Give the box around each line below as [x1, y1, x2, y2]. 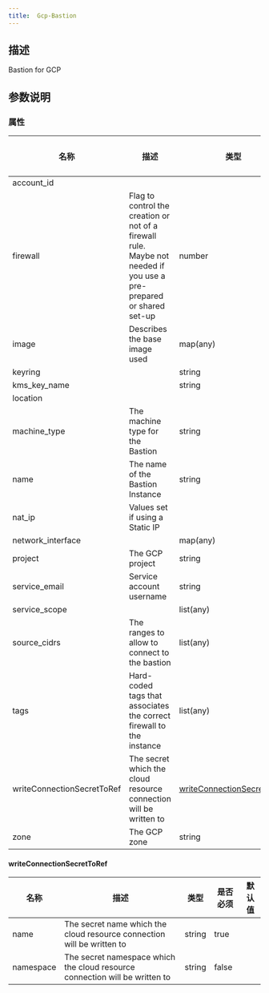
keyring [12, 366, 41, 377]
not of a [128, 220, 159, 232]
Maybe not [128, 250, 170, 261]
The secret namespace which [63, 951, 176, 963]
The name [128, 458, 167, 470]
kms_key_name [12, 380, 70, 391]
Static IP [128, 522, 160, 533]
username [128, 591, 167, 602]
